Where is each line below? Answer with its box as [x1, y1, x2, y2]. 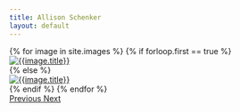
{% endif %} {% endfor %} [9, 84, 108, 94]
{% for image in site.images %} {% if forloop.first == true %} [9, 45, 232, 56]
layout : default [9, 21, 70, 30]
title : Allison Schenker [9, 12, 102, 22]
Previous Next [9, 92, 62, 103]
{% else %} [9, 64, 52, 76]
